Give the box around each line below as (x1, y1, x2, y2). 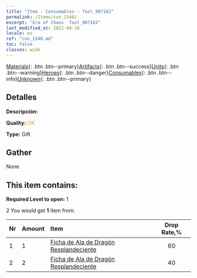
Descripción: (6, 108, 38, 115)
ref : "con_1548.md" (6, 36, 54, 42)
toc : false (6, 42, 33, 48)
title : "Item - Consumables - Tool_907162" (6, 8, 114, 15)
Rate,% (161, 228, 182, 236)
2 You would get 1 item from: (6, 207, 75, 214)
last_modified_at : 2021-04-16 (6, 25, 80, 31)
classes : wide (6, 47, 41, 53)
